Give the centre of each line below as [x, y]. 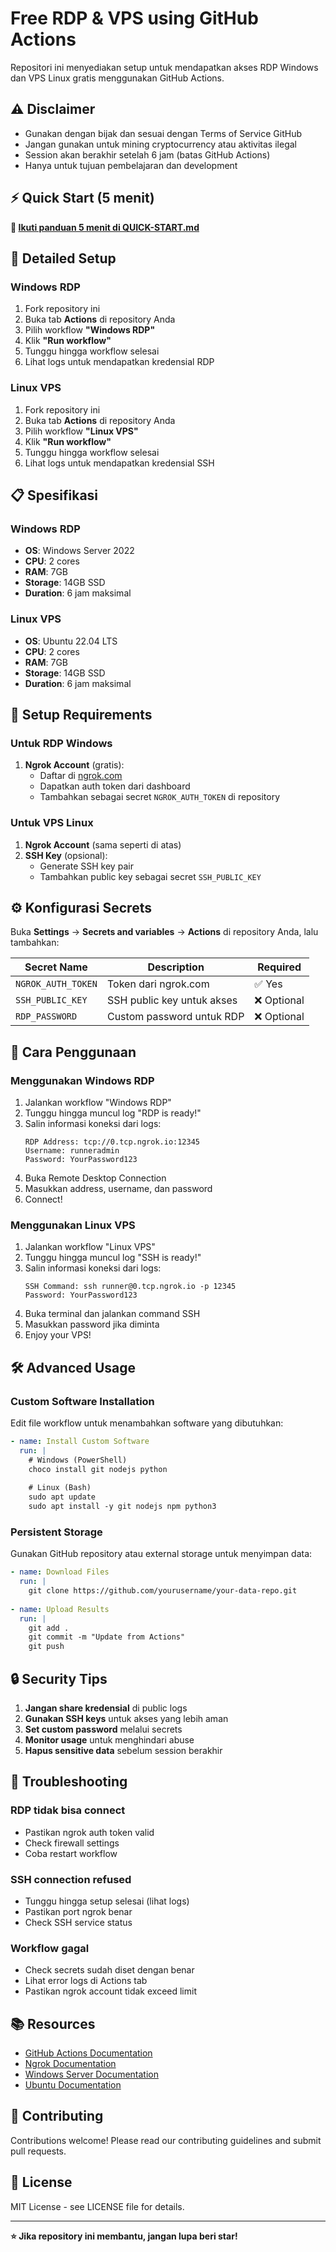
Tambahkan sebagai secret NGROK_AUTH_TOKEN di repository [160, 797]
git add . [49, 1628]
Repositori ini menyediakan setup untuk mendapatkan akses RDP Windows [164, 67]
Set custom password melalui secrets [103, 1729]
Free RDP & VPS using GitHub [134, 18]
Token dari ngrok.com [158, 984]
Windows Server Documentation [91, 2074]
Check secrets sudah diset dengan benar [109, 1970]
